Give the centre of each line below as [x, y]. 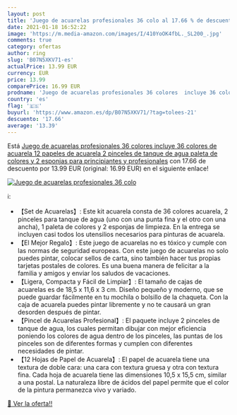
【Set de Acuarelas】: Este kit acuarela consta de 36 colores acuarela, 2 [123, 211]
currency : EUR [28, 73]
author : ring [26, 54]
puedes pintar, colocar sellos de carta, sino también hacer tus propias [119, 258]
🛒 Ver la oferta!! [30, 403]
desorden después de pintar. [59, 312]
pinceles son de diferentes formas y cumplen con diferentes [105, 343]
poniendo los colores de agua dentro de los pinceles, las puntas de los [120, 336]
